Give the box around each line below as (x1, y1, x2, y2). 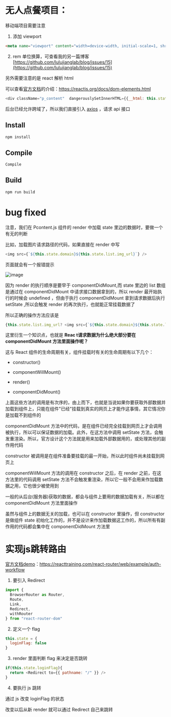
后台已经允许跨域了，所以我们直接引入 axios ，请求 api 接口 (5, 105, 131, 112)
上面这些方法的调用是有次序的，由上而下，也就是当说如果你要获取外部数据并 (5, 399, 166, 405)
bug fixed (5, 207, 47, 218)
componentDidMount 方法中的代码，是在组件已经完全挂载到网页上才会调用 (5, 423, 163, 429)
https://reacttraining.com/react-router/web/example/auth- (39, 561, 161, 567)
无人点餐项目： (5, 5, 68, 16)
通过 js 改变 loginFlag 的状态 (5, 696, 65, 702)
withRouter (10, 611, 33, 616)
